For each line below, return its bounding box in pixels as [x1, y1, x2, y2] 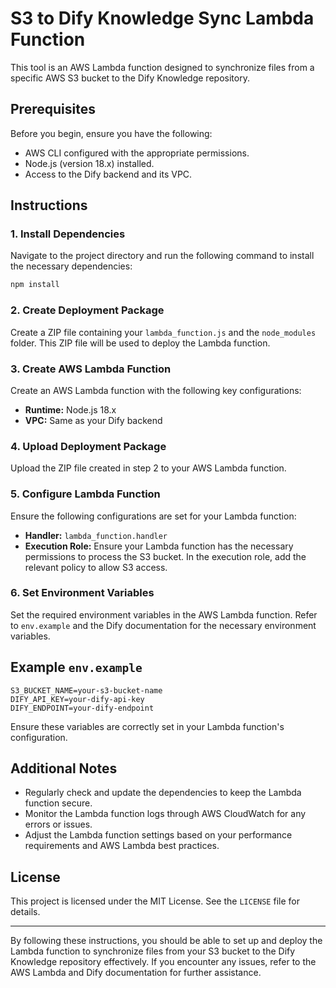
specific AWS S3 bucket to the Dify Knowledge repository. [10, 72, 250, 84]
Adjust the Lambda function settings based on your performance [24, 829, 293, 841]
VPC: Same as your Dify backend [24, 414, 163, 426]
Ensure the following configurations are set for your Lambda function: [10, 510, 297, 522]
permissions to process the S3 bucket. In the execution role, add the [24, 550, 307, 562]
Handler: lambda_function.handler [24, 529, 168, 541]
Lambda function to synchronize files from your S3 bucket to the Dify [10, 945, 296, 957]
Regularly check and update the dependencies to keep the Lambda [24, 787, 302, 799]
